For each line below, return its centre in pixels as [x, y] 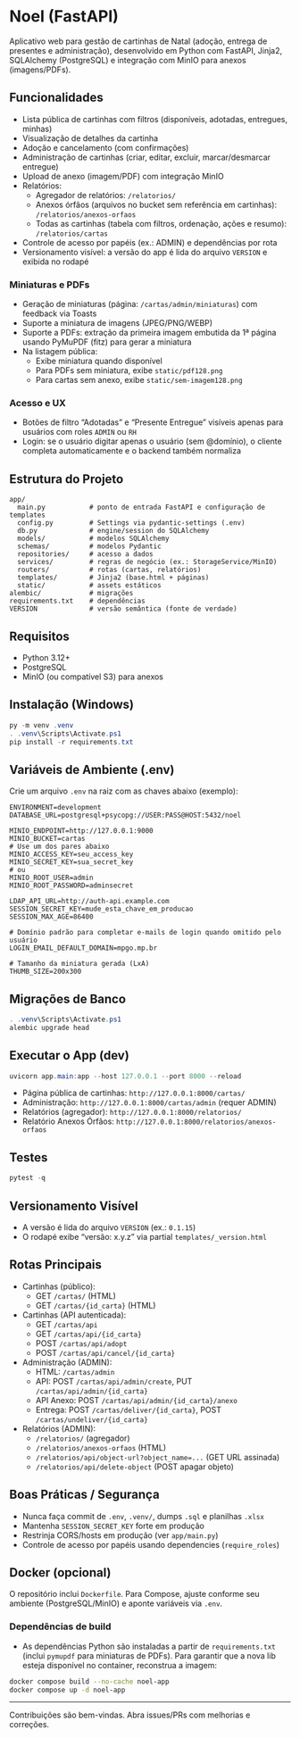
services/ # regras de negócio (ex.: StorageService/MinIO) [147, 562]
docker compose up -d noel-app [67, 1690]
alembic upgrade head [50, 1027]
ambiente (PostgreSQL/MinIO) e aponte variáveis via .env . [116, 1603]
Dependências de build [60, 1626]
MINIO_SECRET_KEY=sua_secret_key [71, 862]
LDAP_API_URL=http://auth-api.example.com [89, 902]
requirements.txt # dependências [77, 601]
